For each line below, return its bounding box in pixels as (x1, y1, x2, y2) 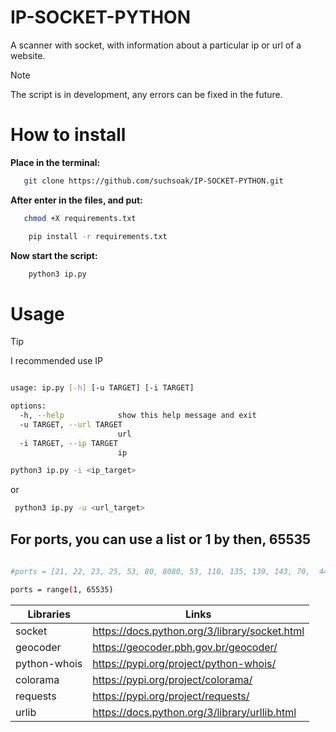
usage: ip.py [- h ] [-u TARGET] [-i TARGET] (10, 383, 195, 393)
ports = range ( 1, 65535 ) (10, 584, 114, 595)
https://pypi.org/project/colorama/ (92, 672, 253, 686)
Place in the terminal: (10, 156, 101, 168)
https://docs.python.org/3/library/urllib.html (92, 705, 297, 719)
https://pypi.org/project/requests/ (92, 689, 250, 703)
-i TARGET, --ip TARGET (19, 438, 118, 448)
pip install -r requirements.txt (28, 231, 168, 241)
